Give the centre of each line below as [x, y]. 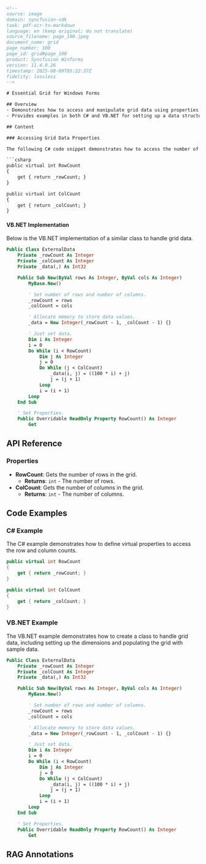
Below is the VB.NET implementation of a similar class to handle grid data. [100, 238]
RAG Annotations [40, 854]
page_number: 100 [29, 48]
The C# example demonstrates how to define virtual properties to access [99, 544]
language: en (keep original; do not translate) [70, 31]
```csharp [19, 160]
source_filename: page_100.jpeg [48, 37]
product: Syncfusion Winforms [45, 59]
